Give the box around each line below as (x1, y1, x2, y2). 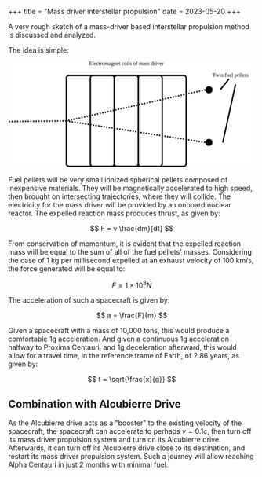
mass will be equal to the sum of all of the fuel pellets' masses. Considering (8, 247, 253, 256)
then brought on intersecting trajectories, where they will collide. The (8, 192, 231, 201)
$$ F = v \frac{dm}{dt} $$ (89, 223, 174, 233)
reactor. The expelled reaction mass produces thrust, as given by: (8, 208, 221, 218)
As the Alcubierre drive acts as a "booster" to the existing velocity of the (8, 418, 242, 427)
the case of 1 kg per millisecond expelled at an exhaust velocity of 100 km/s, (8, 255, 254, 265)
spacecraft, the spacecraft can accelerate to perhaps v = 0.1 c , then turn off (8, 427, 252, 436)
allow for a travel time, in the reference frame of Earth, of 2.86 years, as (8, 351, 240, 361)
